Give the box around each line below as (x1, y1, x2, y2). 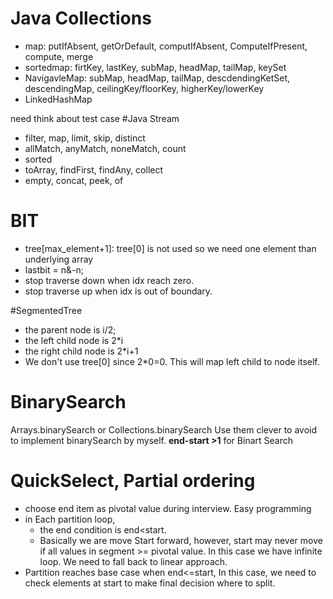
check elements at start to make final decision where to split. (24, 577, 276, 589)
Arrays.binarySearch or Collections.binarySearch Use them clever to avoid (10, 423, 318, 436)
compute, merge (24, 50, 94, 62)
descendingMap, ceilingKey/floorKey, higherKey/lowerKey (24, 82, 265, 94)
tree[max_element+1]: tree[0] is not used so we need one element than (24, 242, 317, 254)
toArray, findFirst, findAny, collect (24, 163, 164, 176)
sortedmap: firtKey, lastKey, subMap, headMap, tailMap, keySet (24, 61, 287, 73)
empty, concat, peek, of (24, 174, 124, 186)
